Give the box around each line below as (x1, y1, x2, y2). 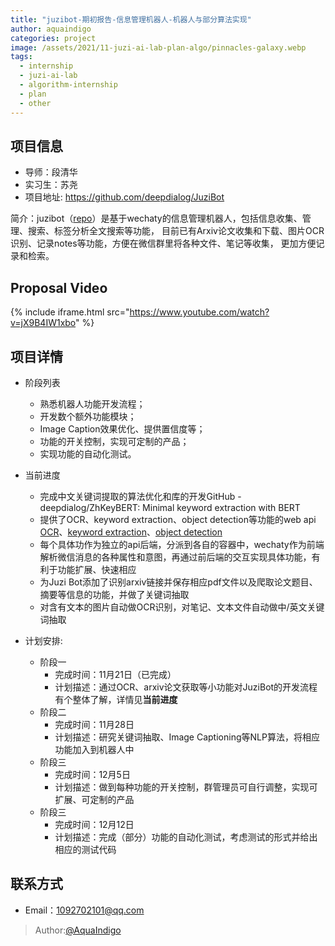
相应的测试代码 (54, 843, 117, 855)
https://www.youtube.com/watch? (129, 306, 270, 318)
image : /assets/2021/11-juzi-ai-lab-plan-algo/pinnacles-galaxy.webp (10, 42, 307, 53)
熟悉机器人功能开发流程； (39, 397, 146, 410)
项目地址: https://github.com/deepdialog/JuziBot (24, 191, 225, 203)
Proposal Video (10, 279, 108, 296)
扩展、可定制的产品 (54, 793, 135, 805)
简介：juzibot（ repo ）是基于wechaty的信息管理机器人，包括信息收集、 (10, 212, 303, 225)
